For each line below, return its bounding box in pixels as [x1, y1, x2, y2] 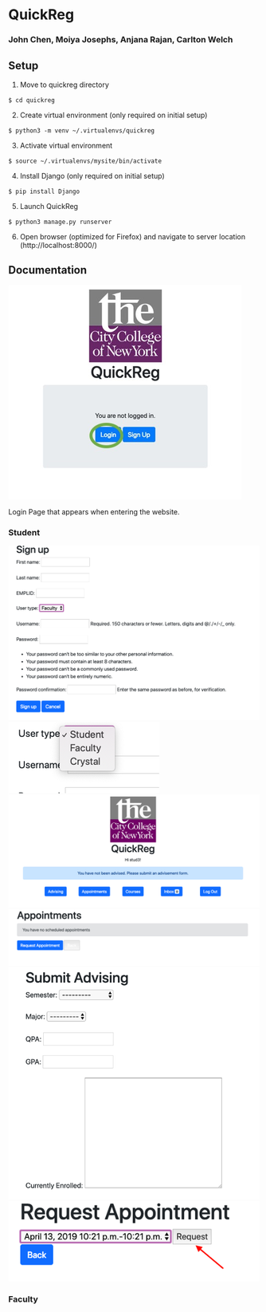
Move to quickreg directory [19, 80, 110, 89]
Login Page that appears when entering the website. [8, 506, 181, 516]
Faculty [8, 1294, 38, 1305]
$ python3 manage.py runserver [8, 218, 112, 226]
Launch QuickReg [19, 201, 78, 211]
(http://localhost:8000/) [19, 240, 98, 250]
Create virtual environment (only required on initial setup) [19, 110, 208, 120]
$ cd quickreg [8, 96, 56, 104]
